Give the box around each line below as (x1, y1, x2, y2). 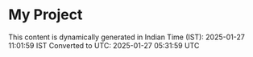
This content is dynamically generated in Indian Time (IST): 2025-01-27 (8, 32, 246, 42)
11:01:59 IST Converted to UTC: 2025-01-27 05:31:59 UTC (8, 40, 200, 50)
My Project (8, 6, 83, 24)
